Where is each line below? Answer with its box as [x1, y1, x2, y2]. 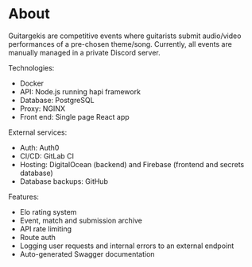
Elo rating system [19, 207, 77, 216]
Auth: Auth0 [19, 143, 60, 152]
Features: [8, 192, 40, 201]
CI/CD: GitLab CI [19, 151, 74, 161]
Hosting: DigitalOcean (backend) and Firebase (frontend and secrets [19, 159, 245, 169]
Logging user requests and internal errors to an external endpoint [19, 241, 235, 250]
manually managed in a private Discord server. [8, 48, 161, 57]
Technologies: [8, 63, 55, 72]
